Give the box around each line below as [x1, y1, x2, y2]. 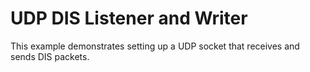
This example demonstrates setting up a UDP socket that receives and [10, 40, 300, 52]
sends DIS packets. [10, 50, 90, 62]
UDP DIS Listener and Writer [10, 7, 248, 30]
